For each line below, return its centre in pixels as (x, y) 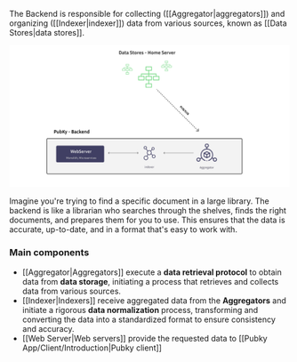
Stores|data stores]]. (47, 32)
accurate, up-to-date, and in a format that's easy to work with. (124, 229)
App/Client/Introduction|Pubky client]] (92, 348)
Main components (49, 253)
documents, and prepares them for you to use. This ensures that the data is (148, 220)
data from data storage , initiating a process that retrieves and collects (150, 281)
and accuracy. (48, 328)
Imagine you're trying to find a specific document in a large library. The (139, 201)
